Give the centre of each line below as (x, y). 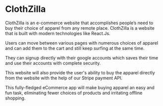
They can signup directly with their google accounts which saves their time (82, 57)
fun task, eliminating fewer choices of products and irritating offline (74, 93)
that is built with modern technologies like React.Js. (58, 33)
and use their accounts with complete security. (53, 63)
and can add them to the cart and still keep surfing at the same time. (75, 48)
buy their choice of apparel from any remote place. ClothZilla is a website (80, 28)
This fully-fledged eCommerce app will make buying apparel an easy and (80, 87)
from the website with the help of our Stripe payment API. (64, 78)
